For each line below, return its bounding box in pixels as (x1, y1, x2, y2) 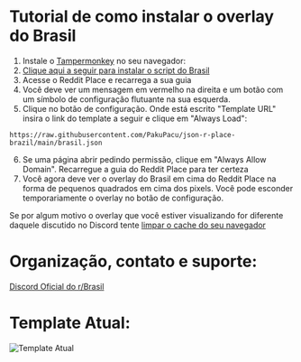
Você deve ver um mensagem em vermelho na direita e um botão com (22, 84, 284, 95)
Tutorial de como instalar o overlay (9, 6, 275, 27)
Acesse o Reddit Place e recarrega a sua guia (22, 74, 192, 85)
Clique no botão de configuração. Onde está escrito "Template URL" (22, 103, 277, 114)
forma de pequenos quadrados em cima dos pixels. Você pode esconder (22, 182, 294, 193)
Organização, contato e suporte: (9, 251, 258, 272)
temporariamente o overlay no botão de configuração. (22, 192, 223, 203)
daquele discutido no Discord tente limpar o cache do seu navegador (9, 219, 266, 230)
